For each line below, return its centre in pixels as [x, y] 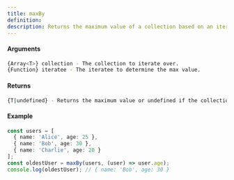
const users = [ [31, 131]
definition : [24, 20]
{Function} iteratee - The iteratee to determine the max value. [104, 70]
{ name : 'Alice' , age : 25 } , [56, 137]
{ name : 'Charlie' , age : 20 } [57, 150]
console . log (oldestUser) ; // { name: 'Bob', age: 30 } [88, 170]
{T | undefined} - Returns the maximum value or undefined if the [102, 100]
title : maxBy [26, 14]
